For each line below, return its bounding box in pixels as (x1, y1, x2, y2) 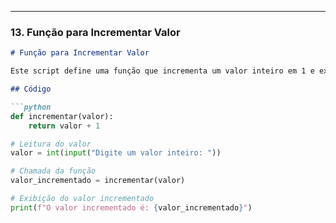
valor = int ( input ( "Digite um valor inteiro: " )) (10, 148, 222, 158)
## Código (10, 84, 52, 95)
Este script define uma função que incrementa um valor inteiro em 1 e (10, 66, 315, 76)
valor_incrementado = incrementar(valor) (10, 176, 186, 186)
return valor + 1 (28, 121, 101, 131)
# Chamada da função (10, 166, 97, 176)
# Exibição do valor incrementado (10, 194, 155, 204)
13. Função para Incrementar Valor (10, 25, 181, 39)
